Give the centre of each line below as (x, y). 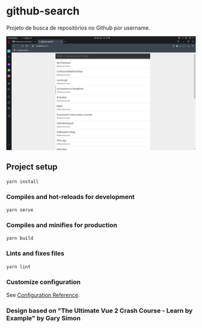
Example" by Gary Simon (44, 318)
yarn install (23, 181)
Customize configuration (44, 282)
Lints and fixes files (35, 253)
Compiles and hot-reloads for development (71, 197)
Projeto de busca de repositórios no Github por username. (78, 28)
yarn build (20, 238)
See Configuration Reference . (43, 295)
